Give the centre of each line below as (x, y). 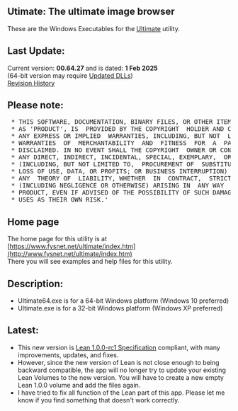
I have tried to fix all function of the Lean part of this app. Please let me (121, 393)
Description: (35, 283)
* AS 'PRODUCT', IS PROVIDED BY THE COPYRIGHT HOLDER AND (118, 129)
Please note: (35, 105)
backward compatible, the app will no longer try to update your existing (122, 370)
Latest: (23, 331)
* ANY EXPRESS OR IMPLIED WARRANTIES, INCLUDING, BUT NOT (116, 136)
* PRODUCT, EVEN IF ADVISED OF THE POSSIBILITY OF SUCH (110, 193)
